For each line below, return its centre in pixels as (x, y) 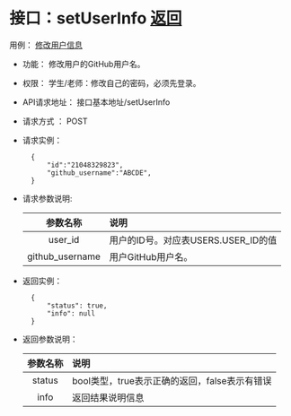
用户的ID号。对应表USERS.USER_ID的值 (193, 240)
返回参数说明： (50, 339)
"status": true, (77, 306)
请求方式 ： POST (55, 121)
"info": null (71, 313)
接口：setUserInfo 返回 (96, 18)
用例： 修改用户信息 (46, 45)
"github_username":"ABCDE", (99, 173)
